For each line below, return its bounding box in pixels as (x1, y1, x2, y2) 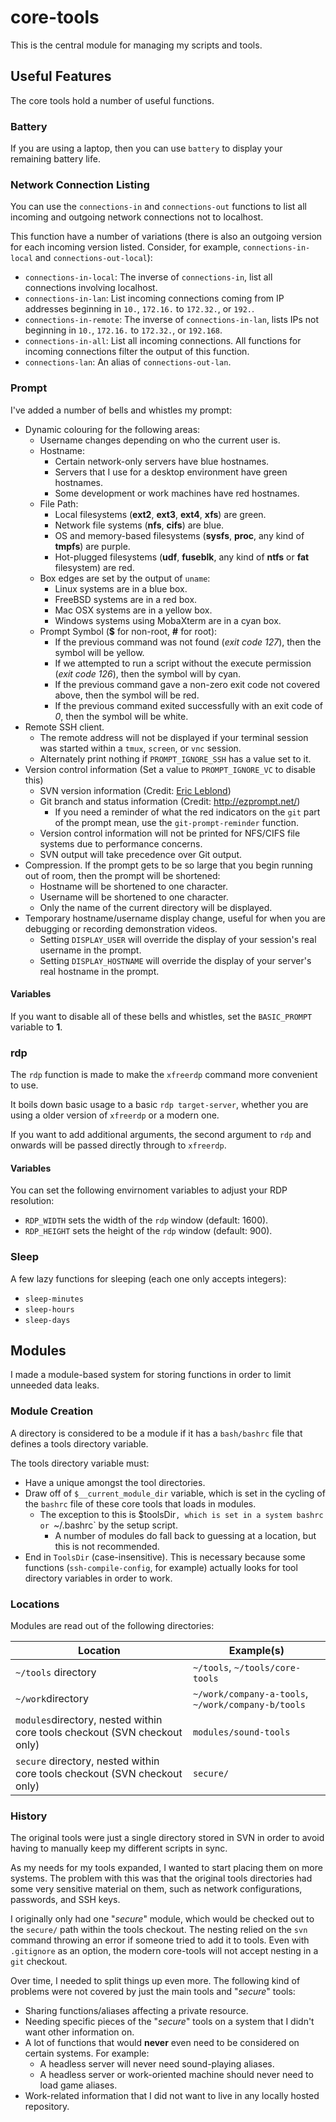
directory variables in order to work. (24, 1572, 173, 1584)
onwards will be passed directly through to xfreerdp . (10, 1139, 227, 1151)
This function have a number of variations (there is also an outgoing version (10, 231, 323, 243)
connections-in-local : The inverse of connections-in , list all (24, 271, 273, 283)
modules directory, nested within (15, 1713, 163, 1727)
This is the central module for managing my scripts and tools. (10, 39, 263, 51)
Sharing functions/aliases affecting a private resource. (24, 2005, 249, 2017)
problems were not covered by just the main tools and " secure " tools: (10, 1986, 296, 1998)
